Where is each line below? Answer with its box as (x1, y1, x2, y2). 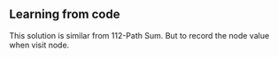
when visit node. (9, 39, 70, 50)
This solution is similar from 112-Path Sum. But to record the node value (9, 30, 270, 40)
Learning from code (9, 7, 120, 22)
